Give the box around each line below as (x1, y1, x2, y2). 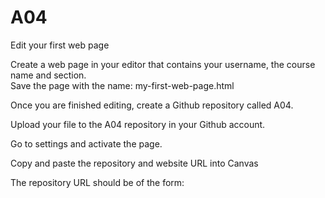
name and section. (10, 69, 87, 81)
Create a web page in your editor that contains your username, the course (10, 58, 316, 70)
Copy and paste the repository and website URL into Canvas (10, 157, 259, 169)
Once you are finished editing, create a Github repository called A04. (10, 99, 294, 111)
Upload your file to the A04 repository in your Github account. (10, 118, 266, 130)
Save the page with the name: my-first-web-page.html (10, 79, 235, 91)
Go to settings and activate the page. (10, 137, 163, 150)
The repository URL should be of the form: (10, 176, 185, 188)
